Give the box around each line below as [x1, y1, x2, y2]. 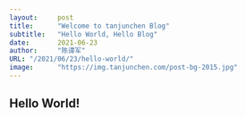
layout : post [9, 13, 74, 22]
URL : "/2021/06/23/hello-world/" [9, 54, 134, 63]
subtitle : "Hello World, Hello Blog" [9, 29, 158, 38]
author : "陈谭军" [9, 46, 86, 55]
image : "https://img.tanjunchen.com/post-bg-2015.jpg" [9, 63, 239, 72]
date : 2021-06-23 [9, 38, 98, 47]
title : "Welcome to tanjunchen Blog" [9, 21, 170, 30]
